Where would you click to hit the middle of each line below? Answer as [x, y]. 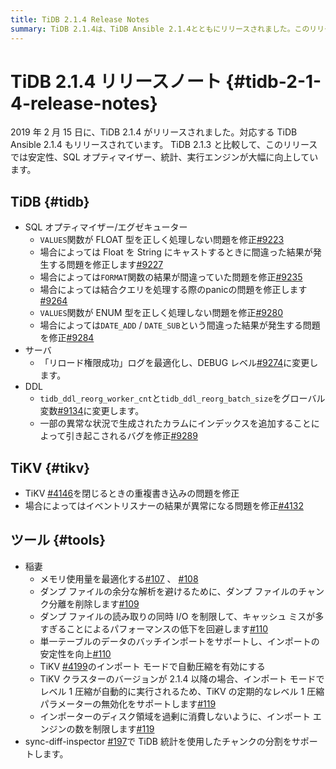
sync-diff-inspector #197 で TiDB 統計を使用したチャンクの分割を [158, 741]
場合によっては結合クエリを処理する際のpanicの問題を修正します [173, 290]
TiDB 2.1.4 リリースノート [116, 81]
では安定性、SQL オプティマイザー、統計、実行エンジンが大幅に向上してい [164, 157]
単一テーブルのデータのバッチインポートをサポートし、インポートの [179, 641]
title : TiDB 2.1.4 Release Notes [80, 19]
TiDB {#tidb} [50, 201]
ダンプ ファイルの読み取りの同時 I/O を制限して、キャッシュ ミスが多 [182, 616]
